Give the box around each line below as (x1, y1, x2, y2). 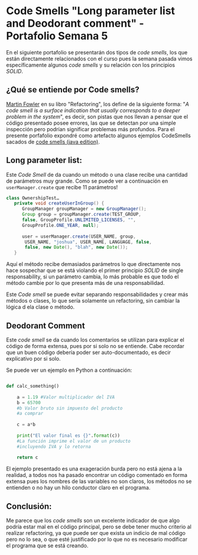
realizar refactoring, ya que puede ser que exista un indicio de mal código (6, 530, 186, 537)
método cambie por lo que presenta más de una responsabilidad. (6, 280, 165, 287)
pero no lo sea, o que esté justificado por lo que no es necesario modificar (6, 536, 188, 543)
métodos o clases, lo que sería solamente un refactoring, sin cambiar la (6, 297, 180, 304)
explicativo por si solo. (6, 355, 61, 362)
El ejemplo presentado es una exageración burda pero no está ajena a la (6, 465, 182, 472)
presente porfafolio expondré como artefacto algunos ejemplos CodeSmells (6, 132, 191, 139)
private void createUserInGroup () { (14, 200, 105, 206)
